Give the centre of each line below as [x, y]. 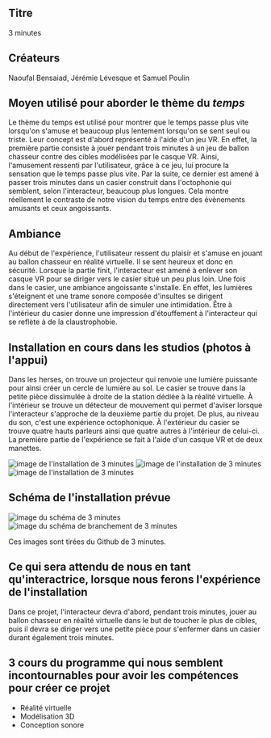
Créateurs [34, 59]
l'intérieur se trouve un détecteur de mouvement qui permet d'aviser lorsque [135, 405]
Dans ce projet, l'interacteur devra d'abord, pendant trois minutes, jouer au [133, 611]
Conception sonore [52, 725]
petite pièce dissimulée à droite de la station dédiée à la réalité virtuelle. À [131, 397]
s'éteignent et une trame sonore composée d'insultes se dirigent [116, 296]
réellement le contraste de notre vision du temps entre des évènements [127, 200]
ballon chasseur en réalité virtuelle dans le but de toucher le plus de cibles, [133, 620]
